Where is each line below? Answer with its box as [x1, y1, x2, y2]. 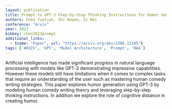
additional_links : [5, 36, 45, 41]
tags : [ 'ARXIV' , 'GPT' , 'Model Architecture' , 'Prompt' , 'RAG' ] [5, 46, 145, 51]
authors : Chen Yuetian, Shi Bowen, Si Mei [5, 17, 97, 22]
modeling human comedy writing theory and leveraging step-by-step [5, 86, 151, 93]
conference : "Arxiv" [5, 21, 50, 27]
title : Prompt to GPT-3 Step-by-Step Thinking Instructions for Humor [5, 12, 159, 17]
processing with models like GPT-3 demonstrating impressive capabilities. [5, 65, 162, 71]
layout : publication [5, 7, 50, 13]
